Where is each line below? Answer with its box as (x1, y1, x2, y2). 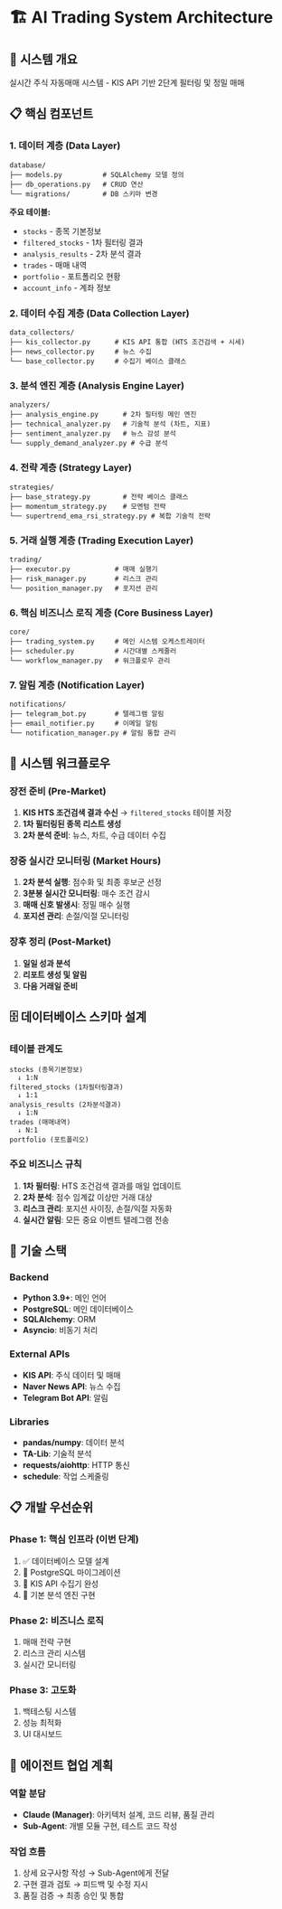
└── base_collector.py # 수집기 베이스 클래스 (9, 356, 187, 366)
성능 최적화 (22, 1717, 62, 1728)
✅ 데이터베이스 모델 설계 (22, 1556, 110, 1566)
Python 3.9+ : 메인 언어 (22, 1293, 107, 1303)
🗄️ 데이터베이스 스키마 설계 (9, 1010, 147, 1025)
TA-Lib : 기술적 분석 (22, 1448, 92, 1460)
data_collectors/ (9, 327, 75, 337)
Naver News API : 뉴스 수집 (22, 1380, 121, 1392)
